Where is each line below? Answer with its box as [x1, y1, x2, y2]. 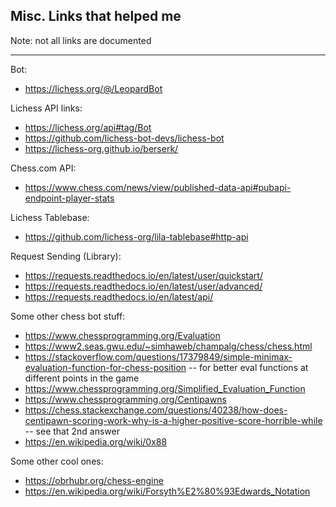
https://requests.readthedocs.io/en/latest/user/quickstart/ [24, 269, 263, 281]
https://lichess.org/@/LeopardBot [24, 82, 163, 94]
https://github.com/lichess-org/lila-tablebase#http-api [24, 230, 249, 243]
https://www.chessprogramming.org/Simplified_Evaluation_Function [24, 382, 306, 394]
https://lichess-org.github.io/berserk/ [24, 142, 179, 154]
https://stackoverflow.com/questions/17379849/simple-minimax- [24, 350, 293, 363]
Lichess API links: [10, 102, 83, 114]
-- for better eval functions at [188, 361, 309, 373]
